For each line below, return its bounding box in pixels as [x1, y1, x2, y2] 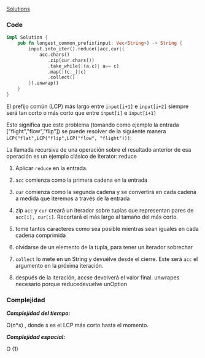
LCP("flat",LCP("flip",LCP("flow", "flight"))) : [6, 134, 132, 141]
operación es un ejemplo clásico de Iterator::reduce [6, 152, 137, 160]
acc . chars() [39, 52, 70, 58]
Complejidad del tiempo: [6, 309, 71, 317]
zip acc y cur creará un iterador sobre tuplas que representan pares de [15, 206, 194, 214]
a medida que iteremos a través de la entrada [15, 195, 130, 202]
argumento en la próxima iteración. [15, 262, 104, 269]
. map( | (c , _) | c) [47, 69, 87, 75]
